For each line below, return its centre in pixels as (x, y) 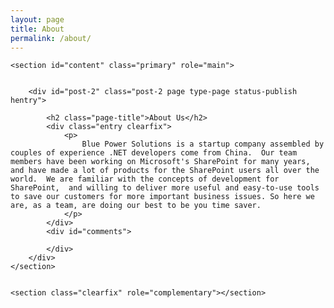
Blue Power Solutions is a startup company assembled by (203, 144)
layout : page (37, 19)
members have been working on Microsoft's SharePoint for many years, (160, 162)
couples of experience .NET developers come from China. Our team (154, 153)
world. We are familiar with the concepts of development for (145, 179)
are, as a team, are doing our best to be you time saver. (136, 206)
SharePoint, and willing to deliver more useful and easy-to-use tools (165, 188)
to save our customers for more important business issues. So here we (162, 197)
